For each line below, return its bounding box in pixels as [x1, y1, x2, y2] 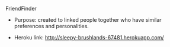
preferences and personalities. [14, 23, 89, 29]
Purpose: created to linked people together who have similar [14, 16, 162, 23]
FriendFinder [5, 5, 37, 12]
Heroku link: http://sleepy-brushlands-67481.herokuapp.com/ [14, 34, 164, 41]
